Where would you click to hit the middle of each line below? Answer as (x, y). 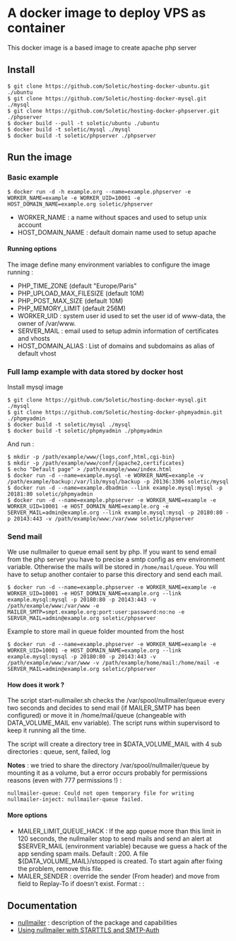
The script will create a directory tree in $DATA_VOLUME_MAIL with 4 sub (115, 744)
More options (28, 815)
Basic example (33, 177)
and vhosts (34, 338)
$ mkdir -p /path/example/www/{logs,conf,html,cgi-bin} (91, 457)
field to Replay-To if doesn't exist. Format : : (81, 883)
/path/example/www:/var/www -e (53, 606)
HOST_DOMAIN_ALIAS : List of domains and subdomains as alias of (116, 346)
